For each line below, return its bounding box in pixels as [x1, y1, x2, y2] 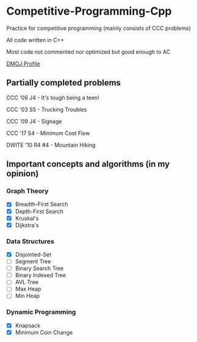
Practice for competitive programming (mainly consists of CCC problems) [6, 24, 191, 32]
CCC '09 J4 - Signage [6, 117, 62, 125]
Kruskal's [15, 214, 39, 222]
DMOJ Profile [6, 60, 40, 67]
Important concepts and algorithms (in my [6, 159, 170, 169]
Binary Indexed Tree [15, 272, 66, 279]
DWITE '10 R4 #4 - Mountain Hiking [6, 141, 96, 148]
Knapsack [15, 322, 41, 329]
